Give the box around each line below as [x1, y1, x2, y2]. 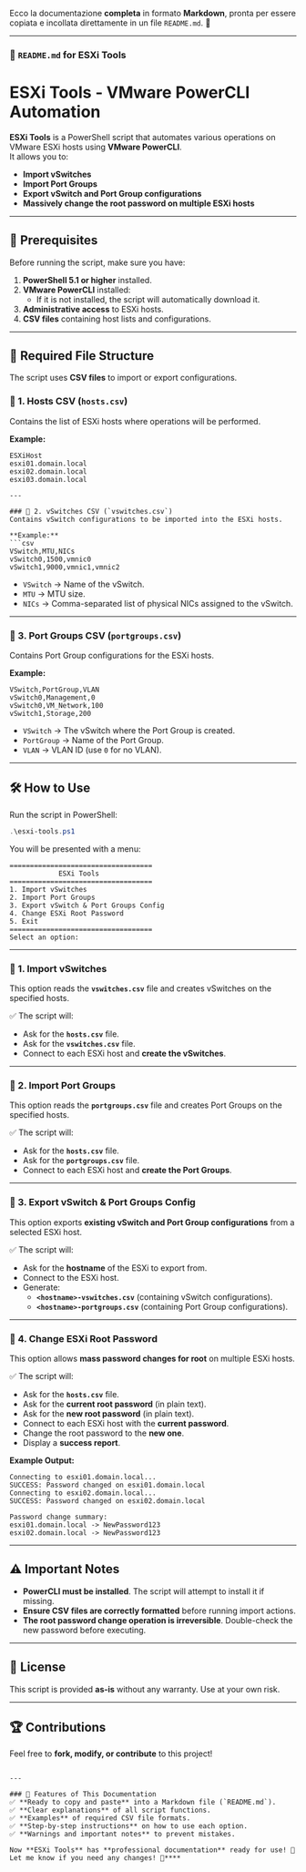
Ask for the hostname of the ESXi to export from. [22, 1262, 208, 1274]
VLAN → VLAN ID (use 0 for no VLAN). [22, 744, 162, 755]
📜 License [9, 1660, 66, 1675]
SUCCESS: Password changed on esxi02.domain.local [9, 1496, 206, 1506]
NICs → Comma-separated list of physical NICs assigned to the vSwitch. [22, 598, 293, 609]
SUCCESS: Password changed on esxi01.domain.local [9, 1480, 206, 1489]
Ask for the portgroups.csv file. [22, 1155, 140, 1166]
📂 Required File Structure [9, 348, 155, 363]
